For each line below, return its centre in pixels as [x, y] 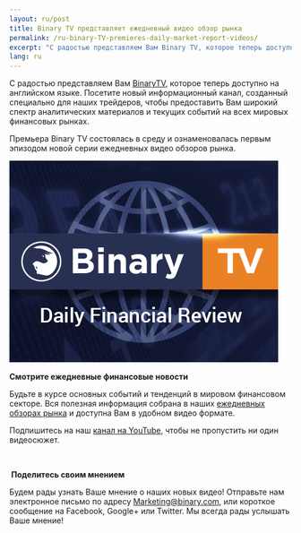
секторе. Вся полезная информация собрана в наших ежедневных [138, 404]
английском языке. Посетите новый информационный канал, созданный [149, 93]
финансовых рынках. [49, 122]
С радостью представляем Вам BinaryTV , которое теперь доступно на [144, 83]
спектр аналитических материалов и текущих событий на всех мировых [149, 112]
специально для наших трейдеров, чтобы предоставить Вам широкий [144, 102]
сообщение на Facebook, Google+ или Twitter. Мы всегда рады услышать [150, 512]
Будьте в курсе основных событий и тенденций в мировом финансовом [148, 394]
